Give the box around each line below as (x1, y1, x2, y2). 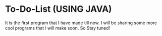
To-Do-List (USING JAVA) (5, 3, 112, 15)
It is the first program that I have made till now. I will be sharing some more (5, 20, 157, 26)
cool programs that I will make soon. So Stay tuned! (5, 25, 110, 31)
